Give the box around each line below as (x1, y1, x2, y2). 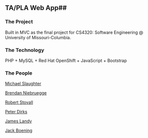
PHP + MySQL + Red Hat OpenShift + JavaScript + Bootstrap (5, 58, 127, 63)
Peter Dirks (5, 109, 28, 115)
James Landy (5, 118, 33, 124)
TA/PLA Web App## (5, 4, 67, 12)
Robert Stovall (5, 99, 33, 106)
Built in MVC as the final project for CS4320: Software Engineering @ (5, 29, 144, 35)
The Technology (5, 46, 45, 53)
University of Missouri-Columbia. (5, 34, 71, 40)
